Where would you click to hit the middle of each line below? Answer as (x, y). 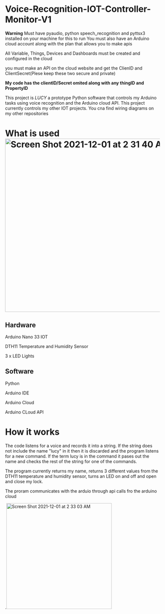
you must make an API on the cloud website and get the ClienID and (74, 68)
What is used (32, 134)
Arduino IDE (17, 393)
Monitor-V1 (28, 19)
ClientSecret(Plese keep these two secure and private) (60, 73)
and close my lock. (24, 481)
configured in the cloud (29, 58)
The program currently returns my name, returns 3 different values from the (82, 471)
